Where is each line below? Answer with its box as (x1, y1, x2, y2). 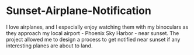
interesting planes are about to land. (6, 42, 93, 49)
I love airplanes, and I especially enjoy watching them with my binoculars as (6, 23, 189, 30)
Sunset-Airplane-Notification (6, 4, 152, 18)
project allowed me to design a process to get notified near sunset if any (6, 36, 181, 43)
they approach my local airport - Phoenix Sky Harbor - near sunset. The (6, 29, 179, 36)
